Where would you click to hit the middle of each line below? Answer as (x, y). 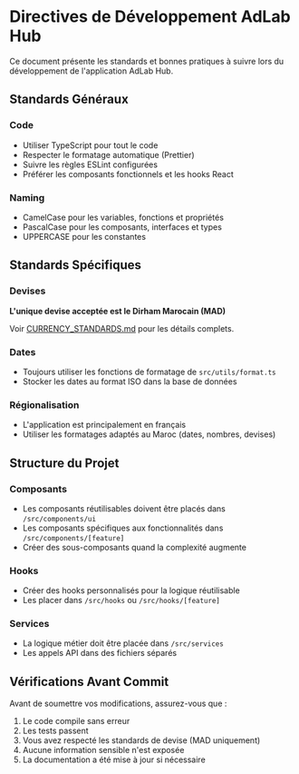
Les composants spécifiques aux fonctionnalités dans (123, 528)
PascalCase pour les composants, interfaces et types (122, 227)
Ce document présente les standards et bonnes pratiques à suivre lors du (147, 61)
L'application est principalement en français (104, 425)
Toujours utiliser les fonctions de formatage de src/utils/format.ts (149, 372)
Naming (27, 197)
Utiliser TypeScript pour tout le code (90, 145)
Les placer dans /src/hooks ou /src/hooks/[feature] (121, 600)
